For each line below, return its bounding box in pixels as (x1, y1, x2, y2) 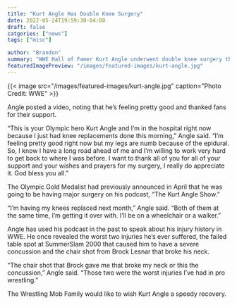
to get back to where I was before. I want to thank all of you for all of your (7, 154, 221, 162)
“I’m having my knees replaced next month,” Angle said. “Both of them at (7, 204, 219, 212)
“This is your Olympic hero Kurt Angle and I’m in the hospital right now (7, 124, 212, 132)
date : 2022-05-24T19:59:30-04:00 (7, 17, 106, 24)
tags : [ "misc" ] (7, 37, 52, 44)
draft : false (7, 23, 46, 30)
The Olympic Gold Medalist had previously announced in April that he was (7, 182, 223, 191)
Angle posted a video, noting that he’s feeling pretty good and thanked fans (7, 103, 227, 111)
